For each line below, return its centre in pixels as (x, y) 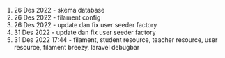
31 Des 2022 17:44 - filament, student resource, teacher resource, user (116, 40)
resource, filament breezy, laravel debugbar (77, 47)
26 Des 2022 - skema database (59, 10)
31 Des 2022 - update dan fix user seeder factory (85, 32)
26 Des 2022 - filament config (57, 17)
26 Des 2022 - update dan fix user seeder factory (85, 25)
